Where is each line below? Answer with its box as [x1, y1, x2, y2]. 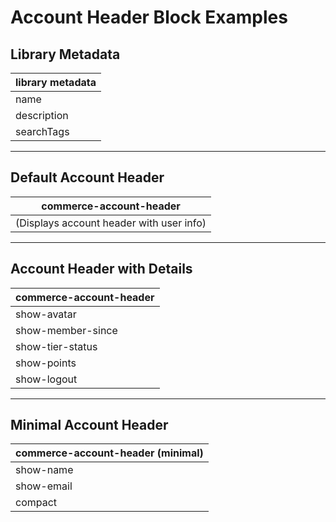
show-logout [15, 372, 78, 386]
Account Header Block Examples [10, 6, 288, 29]
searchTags [15, 125, 70, 138]
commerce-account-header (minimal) [15, 446, 204, 460]
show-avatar [15, 307, 77, 321]
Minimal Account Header [10, 417, 169, 434]
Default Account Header [10, 169, 165, 186]
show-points [15, 356, 77, 370]
